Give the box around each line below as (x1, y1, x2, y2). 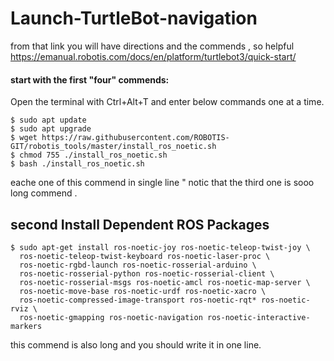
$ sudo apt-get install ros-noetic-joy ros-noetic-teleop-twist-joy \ (10, 242, 311, 252)
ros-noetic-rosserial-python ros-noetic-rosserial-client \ (19, 268, 275, 279)
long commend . (10, 187, 78, 199)
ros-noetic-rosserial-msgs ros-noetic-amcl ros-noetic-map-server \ (19, 277, 311, 287)
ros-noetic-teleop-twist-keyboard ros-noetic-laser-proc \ (19, 251, 271, 261)
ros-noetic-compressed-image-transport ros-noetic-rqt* (19, 295, 257, 305)
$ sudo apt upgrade (10, 124, 92, 134)
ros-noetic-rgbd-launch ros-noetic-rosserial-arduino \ (19, 260, 257, 270)
